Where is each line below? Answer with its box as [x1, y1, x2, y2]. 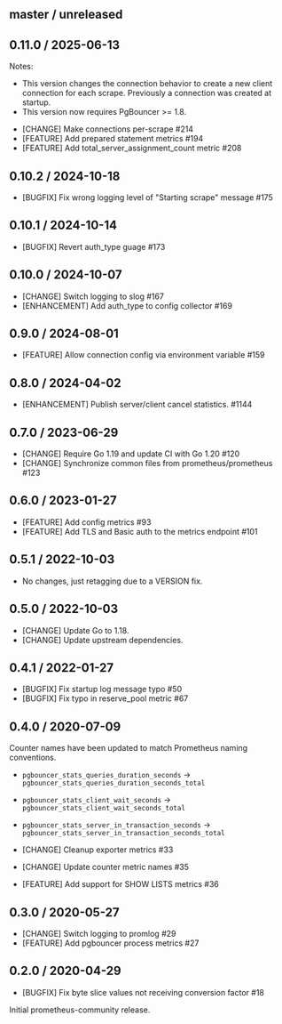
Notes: [9, 61, 34, 72]
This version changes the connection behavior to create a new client [21, 78, 273, 89]
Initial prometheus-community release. [9, 1004, 151, 1015]
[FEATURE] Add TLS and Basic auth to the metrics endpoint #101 [21, 526, 259, 536]
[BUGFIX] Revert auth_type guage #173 [21, 241, 166, 252]
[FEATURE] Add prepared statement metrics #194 [21, 133, 204, 144]
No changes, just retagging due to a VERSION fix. [21, 576, 203, 586]
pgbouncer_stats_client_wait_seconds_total [21, 804, 186, 813]
